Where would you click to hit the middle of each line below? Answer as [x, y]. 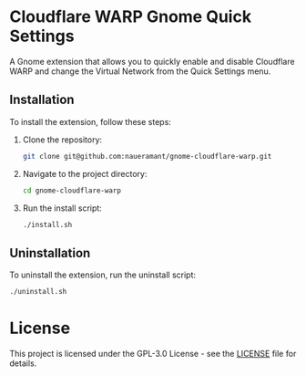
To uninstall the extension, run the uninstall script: [103, 275]
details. [23, 363]
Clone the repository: [62, 140]
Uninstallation [50, 253]
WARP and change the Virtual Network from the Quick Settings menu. [140, 71]
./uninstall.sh [38, 292]
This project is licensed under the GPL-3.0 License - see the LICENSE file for [153, 354]
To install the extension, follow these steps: [90, 121]
